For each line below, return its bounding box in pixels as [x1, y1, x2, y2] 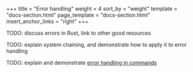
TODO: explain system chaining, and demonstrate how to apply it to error [6, 41, 188, 48]
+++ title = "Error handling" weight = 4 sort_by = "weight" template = [6, 5, 178, 12]
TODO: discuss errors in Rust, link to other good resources [6, 29, 152, 37]
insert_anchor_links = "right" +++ [6, 18, 89, 25]
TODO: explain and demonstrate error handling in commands [6, 59, 158, 66]
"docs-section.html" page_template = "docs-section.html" [6, 11, 150, 19]
